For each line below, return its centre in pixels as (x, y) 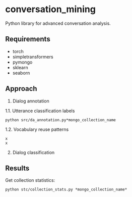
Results (17, 168)
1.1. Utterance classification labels (40, 111)
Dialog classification (34, 152)
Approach (21, 89)
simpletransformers (33, 57)
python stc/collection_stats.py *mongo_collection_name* (66, 190)
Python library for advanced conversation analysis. (58, 23)
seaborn (21, 73)
